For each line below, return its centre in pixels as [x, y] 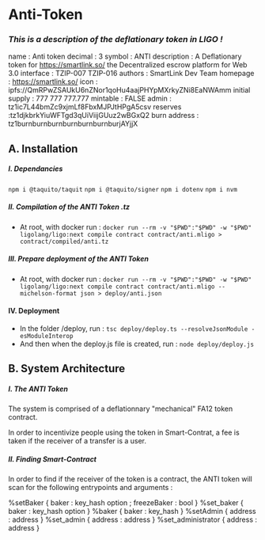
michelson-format [48, 293]
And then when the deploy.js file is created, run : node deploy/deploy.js [137, 344]
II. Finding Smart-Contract [53, 459]
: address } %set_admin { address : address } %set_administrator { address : [133, 519]
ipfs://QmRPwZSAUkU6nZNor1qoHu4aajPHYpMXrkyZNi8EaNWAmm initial [129, 90]
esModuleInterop [46, 336]
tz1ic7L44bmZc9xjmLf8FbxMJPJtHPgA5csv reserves [95, 107]
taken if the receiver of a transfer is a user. [78, 441]
